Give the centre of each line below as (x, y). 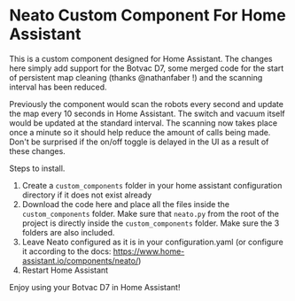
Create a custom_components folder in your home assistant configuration (152, 185)
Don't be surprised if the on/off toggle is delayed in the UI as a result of (139, 142)
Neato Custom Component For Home (147, 15)
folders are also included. (68, 232)
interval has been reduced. (58, 87)
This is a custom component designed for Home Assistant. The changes (141, 58)
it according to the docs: (66, 251)
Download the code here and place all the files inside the (126, 204)
